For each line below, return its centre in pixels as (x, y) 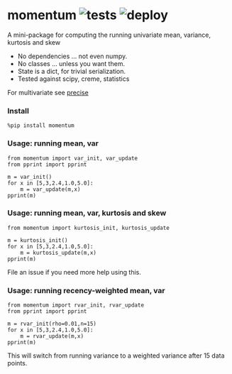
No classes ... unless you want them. (71, 63)
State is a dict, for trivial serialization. (72, 71)
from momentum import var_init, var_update (73, 158)
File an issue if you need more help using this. (74, 272)
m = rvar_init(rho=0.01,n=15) (52, 324)
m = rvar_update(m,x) (52, 336)
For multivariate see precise (48, 92)
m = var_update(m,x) (50, 189)
